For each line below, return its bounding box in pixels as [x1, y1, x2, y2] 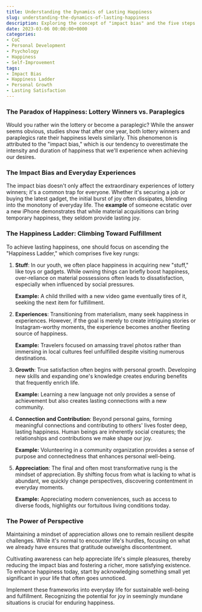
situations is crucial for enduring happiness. [6, 599, 115, 607]
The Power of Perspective [6, 516, 84, 525]
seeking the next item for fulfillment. [14, 299, 105, 306]
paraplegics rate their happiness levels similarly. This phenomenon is [6, 134, 178, 142]
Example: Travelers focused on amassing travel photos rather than [14, 341, 181, 348]
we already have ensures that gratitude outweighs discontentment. [6, 544, 173, 551]
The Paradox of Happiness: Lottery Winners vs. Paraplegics [6, 107, 185, 116]
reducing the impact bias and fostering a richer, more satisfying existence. [6, 562, 191, 569]
